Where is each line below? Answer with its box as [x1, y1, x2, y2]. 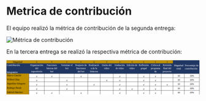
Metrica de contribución [6, 4, 132, 18]
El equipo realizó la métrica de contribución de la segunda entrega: [6, 24, 176, 32]
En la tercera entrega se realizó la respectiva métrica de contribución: [6, 47, 183, 55]
